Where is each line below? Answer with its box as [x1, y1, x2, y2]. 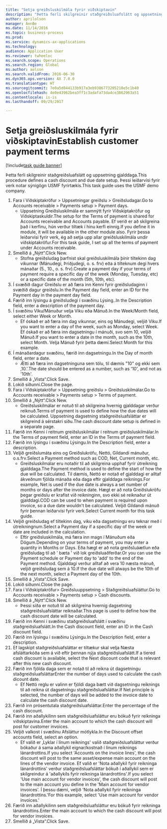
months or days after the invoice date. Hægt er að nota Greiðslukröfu [20, 487, 161, 493]
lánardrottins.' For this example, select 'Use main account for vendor [20, 792, 159, 798]
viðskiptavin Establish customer [5, 136, 139, 147]
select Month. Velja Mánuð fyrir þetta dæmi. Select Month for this [20, 340, 153, 346]
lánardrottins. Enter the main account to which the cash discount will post [12, 808, 162, 814]
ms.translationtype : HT [5, 81, 55, 86]
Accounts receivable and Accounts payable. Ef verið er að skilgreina [20, 218, 160, 224]
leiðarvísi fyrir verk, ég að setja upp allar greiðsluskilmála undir [20, 234, 148, 240]
